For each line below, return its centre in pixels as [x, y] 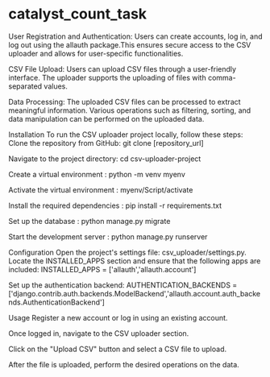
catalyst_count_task [78, 14]
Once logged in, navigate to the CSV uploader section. [99, 333]
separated [25, 86]
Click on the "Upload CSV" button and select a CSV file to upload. [118, 349]
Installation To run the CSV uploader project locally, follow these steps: [126, 135]
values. [56, 86]
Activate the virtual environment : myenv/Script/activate [101, 189]
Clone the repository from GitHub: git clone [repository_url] [106, 143]
